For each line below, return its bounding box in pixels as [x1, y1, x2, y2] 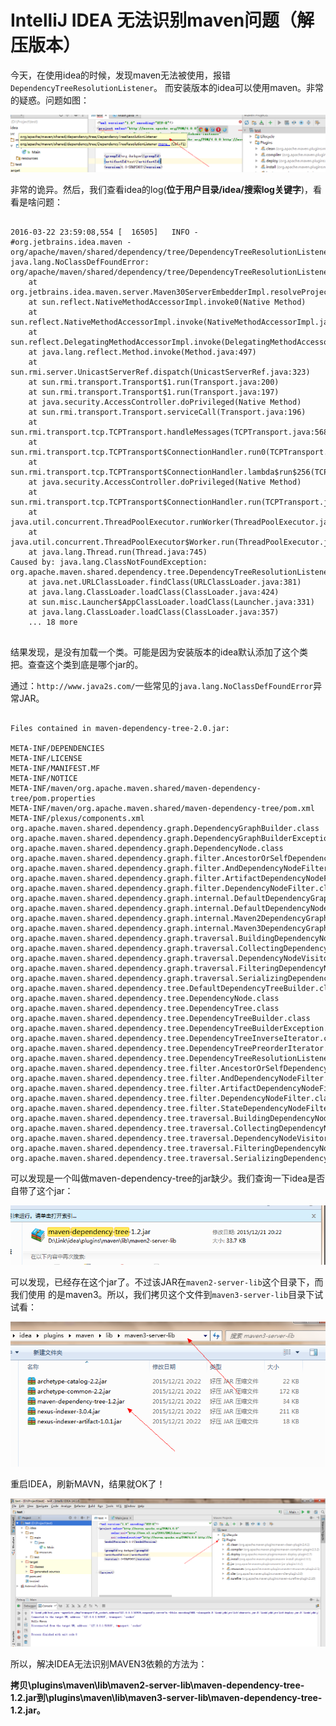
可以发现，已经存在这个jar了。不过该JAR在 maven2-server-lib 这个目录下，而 [10, 1276, 324, 1288]
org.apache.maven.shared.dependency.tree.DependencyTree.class [10, 1003, 280, 1013]
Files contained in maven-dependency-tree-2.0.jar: [10, 723, 230, 733]
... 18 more [28, 617, 78, 627]
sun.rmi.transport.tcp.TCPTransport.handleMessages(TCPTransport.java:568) [10, 427, 333, 437]
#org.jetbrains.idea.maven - [10, 237, 132, 247]
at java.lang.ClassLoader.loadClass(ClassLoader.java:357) [28, 607, 280, 617]
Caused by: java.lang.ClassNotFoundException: [10, 557, 208, 567]
